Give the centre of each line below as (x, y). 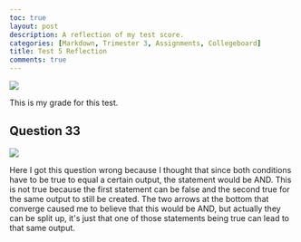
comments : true (38, 60)
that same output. (42, 227)
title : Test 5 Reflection (58, 52)
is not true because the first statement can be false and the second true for (150, 189)
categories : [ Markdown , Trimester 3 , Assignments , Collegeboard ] (135, 43)
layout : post (34, 26)
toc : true (28, 18)
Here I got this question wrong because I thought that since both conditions (150, 169)
